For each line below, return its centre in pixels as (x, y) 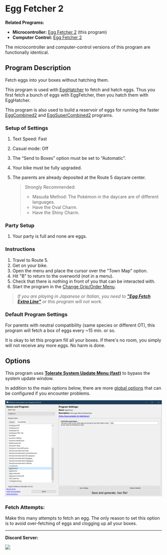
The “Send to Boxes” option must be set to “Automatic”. (69, 158)
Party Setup (20, 225)
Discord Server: (22, 538)
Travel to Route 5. (30, 260)
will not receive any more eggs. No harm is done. (55, 345)
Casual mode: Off (30, 149)
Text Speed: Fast (30, 139)
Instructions (20, 249)
